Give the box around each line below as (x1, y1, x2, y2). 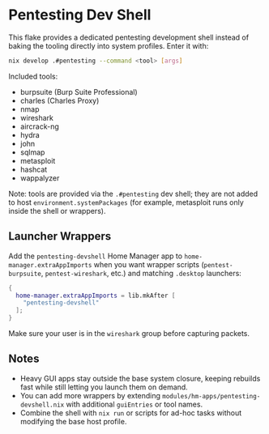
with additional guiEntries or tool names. (66, 399, 203, 409)
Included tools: (8, 71, 58, 81)
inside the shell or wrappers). (8, 206, 106, 215)
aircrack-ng (19, 121, 59, 131)
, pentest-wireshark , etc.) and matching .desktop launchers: (41, 268, 241, 278)
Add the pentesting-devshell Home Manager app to (8, 251, 183, 261)
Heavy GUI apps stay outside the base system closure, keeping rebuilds (19, 373, 261, 383)
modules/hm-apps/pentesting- (161, 392, 261, 400)
